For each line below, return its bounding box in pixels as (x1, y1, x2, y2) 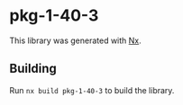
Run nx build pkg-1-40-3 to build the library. (9, 84, 175, 95)
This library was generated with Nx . (9, 35, 142, 46)
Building (9, 61, 57, 76)
